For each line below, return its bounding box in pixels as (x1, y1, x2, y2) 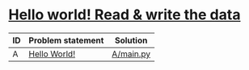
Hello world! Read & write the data (8, 6, 241, 24)
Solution (114, 35, 148, 46)
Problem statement (28, 35, 104, 46)
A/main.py (112, 48, 151, 60)
